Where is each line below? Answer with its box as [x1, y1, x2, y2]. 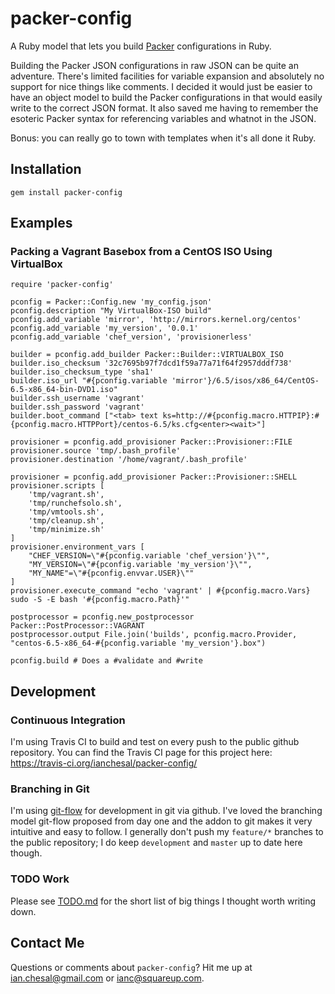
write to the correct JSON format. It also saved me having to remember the [10, 102, 319, 114]
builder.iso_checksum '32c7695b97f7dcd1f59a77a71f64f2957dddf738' [10, 358, 293, 369]
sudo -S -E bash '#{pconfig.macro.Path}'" [10, 595, 190, 605]
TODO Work [10, 872, 70, 886]
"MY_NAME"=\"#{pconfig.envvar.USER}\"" [28, 568, 195, 579]
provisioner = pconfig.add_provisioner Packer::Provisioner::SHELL [10, 472, 298, 482]
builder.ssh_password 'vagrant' [10, 402, 145, 412]
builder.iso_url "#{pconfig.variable [10, 376, 168, 386]
